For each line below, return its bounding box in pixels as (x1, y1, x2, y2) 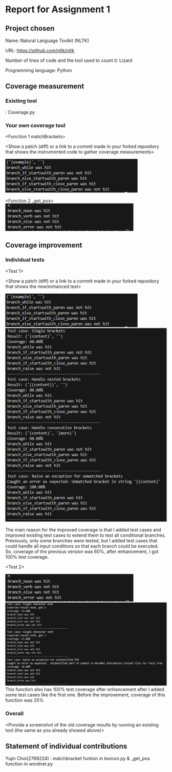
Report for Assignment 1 (5, 4, 111, 15)
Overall (5, 710, 24, 717)
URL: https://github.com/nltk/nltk (5, 48, 75, 53)
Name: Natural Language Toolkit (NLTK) (5, 37, 90, 43)
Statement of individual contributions (5, 742, 127, 751)
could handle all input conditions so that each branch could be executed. (5, 543, 159, 549)
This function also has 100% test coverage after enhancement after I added (5, 687, 165, 693)
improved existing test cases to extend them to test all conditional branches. (5, 532, 166, 538)
